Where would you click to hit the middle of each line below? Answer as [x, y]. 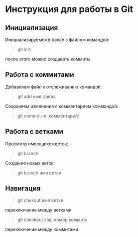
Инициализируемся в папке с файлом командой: [57, 39]
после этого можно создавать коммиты [48, 59]
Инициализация [32, 28]
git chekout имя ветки [40, 200]
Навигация [23, 188]
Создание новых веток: [30, 163]
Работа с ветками [34, 132]
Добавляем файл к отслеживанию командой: [54, 86]
